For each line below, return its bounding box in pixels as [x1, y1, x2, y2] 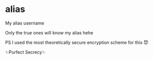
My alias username [5, 20, 44, 26]
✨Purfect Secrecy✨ [5, 49, 46, 55]
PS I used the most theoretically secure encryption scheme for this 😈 [5, 39, 148, 45]
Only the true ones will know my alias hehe [5, 29, 93, 35]
